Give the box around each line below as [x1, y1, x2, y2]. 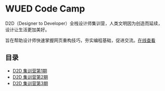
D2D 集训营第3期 [12, 80, 48, 86]
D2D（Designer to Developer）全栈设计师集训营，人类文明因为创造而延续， [5, 20, 163, 26]
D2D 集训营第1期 [12, 67, 47, 73]
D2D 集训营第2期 [12, 74, 48, 80]
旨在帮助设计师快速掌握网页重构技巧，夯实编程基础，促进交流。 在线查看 [5, 37, 155, 43]
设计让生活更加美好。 [5, 26, 49, 33]
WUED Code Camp [5, 3, 85, 15]
